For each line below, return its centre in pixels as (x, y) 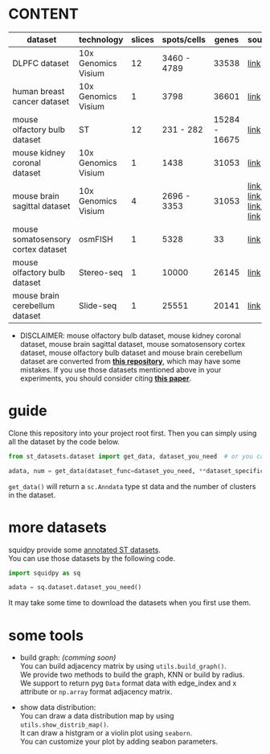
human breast (39, 91)
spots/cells (184, 39)
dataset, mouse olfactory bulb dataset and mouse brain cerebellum (131, 352)
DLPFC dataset (41, 63)
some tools (46, 635)
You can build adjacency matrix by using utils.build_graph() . (123, 666)
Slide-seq (98, 305)
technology (101, 39)
